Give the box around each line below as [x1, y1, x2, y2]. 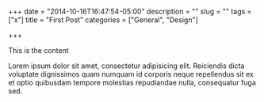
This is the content [8, 46, 69, 55]
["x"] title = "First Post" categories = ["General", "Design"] [8, 15, 198, 25]
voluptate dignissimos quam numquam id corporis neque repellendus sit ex [8, 70, 254, 78]
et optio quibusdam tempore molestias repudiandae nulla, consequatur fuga [8, 78, 256, 87]
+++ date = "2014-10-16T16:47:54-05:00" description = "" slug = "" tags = [8, 7, 252, 16]
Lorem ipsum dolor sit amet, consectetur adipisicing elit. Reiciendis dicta [8, 61, 245, 70]
